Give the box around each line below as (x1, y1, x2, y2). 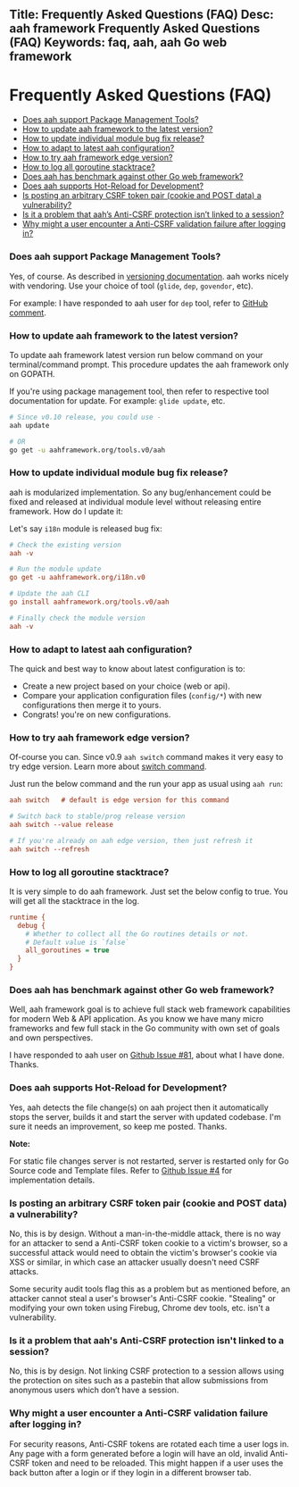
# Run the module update (9, 564, 102, 574)
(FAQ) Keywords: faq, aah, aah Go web (9, 35, 228, 50)
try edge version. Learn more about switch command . (9, 761, 207, 772)
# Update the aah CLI (9, 589, 90, 598)
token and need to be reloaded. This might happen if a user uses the (31, 1458, 284, 1468)
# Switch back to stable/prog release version (9, 812, 186, 821)
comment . (9, 307, 46, 318)
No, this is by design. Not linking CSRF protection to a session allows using (9, 1366, 285, 1376)
